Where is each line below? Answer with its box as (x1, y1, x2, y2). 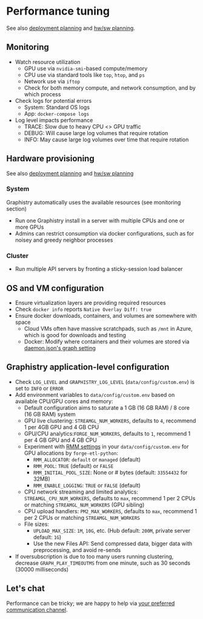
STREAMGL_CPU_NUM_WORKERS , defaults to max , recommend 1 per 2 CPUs (24, 494, 196, 502)
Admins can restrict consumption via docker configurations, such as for (15, 229, 195, 237)
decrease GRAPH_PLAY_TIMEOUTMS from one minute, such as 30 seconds (15, 559, 191, 567)
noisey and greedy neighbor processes (15, 236, 113, 243)
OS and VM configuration (6, 283, 104, 293)
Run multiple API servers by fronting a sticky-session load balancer (15, 265, 183, 273)
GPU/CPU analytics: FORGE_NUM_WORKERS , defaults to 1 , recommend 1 (24, 430, 191, 437)
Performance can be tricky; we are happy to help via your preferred (6, 600, 175, 607)
